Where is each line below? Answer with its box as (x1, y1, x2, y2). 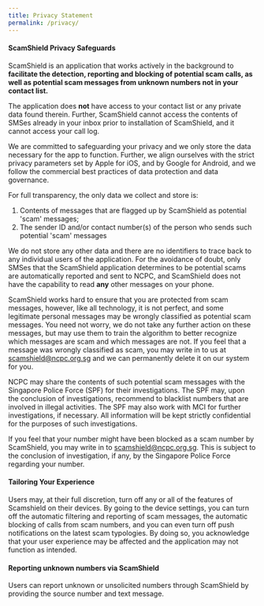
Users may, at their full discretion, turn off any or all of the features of (8, 494, 234, 504)
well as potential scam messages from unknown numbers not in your (8, 77, 239, 87)
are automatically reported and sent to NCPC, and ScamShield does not (8, 271, 241, 281)
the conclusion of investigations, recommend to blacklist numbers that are (8, 393, 249, 403)
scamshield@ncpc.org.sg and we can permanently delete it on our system (8, 353, 250, 362)
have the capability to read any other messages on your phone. (8, 279, 214, 288)
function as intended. (8, 545, 77, 554)
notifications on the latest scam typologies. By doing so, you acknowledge (8, 528, 250, 537)
